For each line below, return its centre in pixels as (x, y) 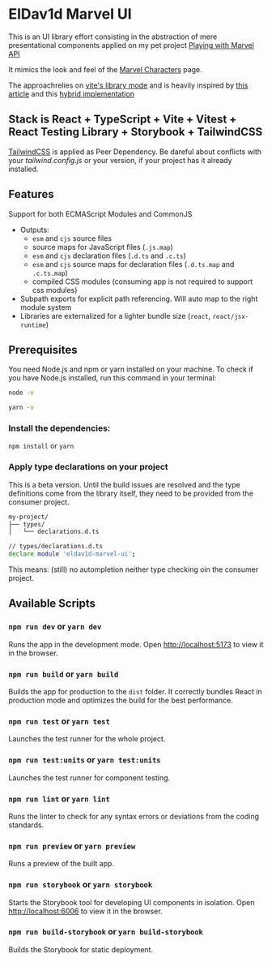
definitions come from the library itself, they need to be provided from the (131, 493)
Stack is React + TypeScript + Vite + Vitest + (123, 120)
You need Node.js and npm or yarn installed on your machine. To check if (131, 369)
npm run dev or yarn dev (55, 627)
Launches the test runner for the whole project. (87, 739)
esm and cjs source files (72, 238)
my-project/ (28, 517)
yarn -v (21, 408)
